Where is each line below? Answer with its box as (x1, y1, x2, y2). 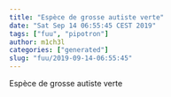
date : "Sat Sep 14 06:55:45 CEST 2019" (9, 21, 157, 30)
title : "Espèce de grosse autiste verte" (9, 12, 165, 22)
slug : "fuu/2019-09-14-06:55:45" (9, 54, 133, 63)
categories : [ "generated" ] (9, 46, 109, 55)
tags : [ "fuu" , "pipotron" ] (9, 29, 109, 38)
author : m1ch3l (9, 37, 66, 47)
